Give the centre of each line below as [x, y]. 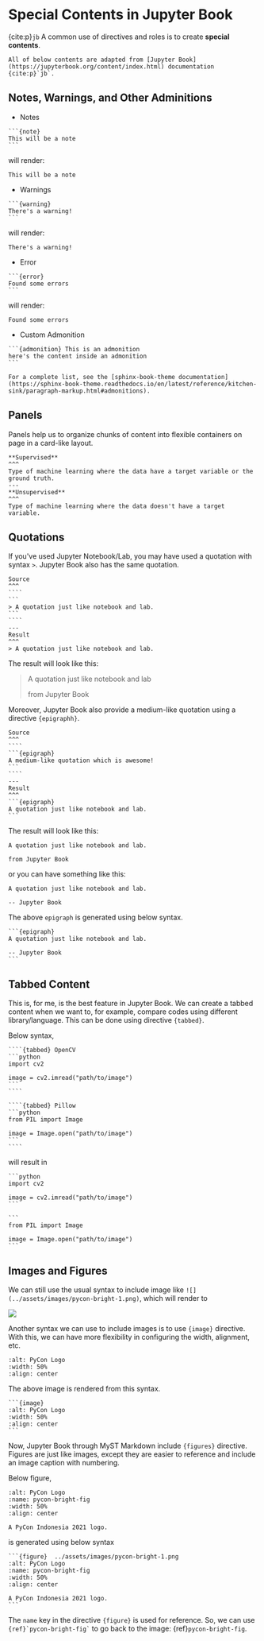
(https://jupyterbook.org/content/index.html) [86, 66]
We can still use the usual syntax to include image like [96, 1290]
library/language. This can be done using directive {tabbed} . [106, 1020]
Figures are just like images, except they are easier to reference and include [132, 1454]
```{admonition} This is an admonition [74, 349]
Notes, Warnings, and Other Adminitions [110, 98]
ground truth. [32, 478]
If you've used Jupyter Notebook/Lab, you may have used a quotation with [130, 556]
